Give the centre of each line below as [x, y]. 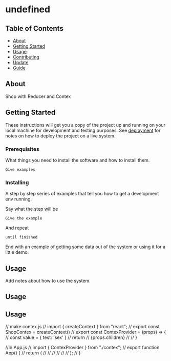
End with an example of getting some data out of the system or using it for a [85, 247]
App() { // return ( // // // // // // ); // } [43, 353]
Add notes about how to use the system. [48, 281]
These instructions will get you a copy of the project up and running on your [85, 125]
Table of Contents [35, 28]
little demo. [17, 252]
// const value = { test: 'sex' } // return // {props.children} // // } [71, 337]
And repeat [17, 228]
